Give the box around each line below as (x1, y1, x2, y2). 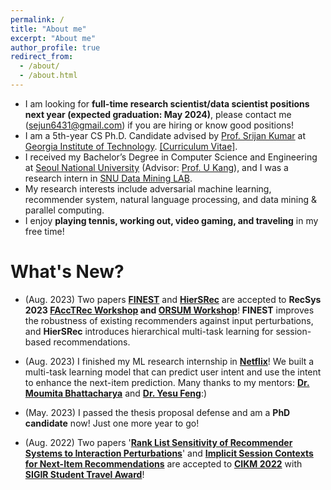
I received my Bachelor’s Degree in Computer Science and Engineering (24, 151, 318, 163)
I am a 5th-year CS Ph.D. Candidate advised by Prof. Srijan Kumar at (24, 129, 306, 141)
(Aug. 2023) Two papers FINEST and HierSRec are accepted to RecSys (24, 293, 322, 305)
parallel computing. (24, 204, 105, 216)
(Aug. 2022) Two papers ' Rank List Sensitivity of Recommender (24, 436, 293, 448)
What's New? (10, 261, 125, 283)
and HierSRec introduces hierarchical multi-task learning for (24, 325, 274, 337)
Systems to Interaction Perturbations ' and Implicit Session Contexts (24, 447, 314, 459)
